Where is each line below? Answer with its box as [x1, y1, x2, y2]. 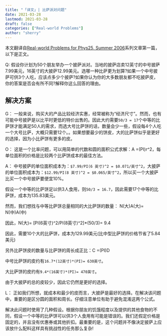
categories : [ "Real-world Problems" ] [5, 26, 83, 31]
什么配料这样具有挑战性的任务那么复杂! [13, 325, 94, 331]
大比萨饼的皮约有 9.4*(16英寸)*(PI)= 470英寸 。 [5, 268, 99, 275]
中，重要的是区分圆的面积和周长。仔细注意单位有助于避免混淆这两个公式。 [5, 296, 158, 302]
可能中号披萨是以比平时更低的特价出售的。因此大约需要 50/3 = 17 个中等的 [5, 117, 156, 123]
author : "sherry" [5, 30, 41, 35]
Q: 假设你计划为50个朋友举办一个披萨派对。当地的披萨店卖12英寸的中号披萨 [5, 62, 161, 67]
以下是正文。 [5, 51, 31, 57]
